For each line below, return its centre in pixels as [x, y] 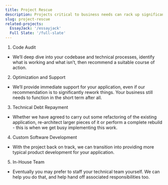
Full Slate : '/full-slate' [38, 33]
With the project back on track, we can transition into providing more [83, 147]
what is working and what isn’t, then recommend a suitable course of [83, 62]
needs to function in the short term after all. [57, 97]
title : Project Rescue [29, 10]
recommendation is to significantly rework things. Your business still [82, 92]
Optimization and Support [39, 77]
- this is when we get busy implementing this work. [65, 127]
